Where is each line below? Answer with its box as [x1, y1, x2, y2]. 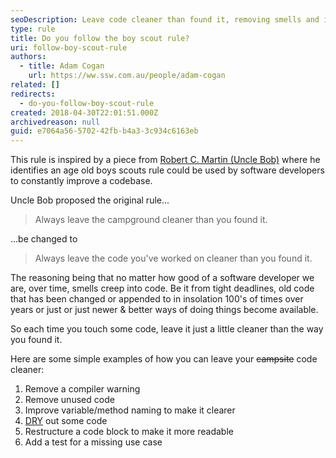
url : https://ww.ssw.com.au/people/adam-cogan [28, 71, 226, 81]
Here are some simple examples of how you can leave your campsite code [10, 353, 318, 365]
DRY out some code [24, 415, 108, 427]
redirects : [10, 89, 56, 99]
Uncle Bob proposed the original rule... [10, 194, 170, 206]
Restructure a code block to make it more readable [24, 426, 234, 438]
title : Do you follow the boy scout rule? [10, 33, 190, 43]
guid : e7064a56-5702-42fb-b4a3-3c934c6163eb [10, 126, 199, 136]
